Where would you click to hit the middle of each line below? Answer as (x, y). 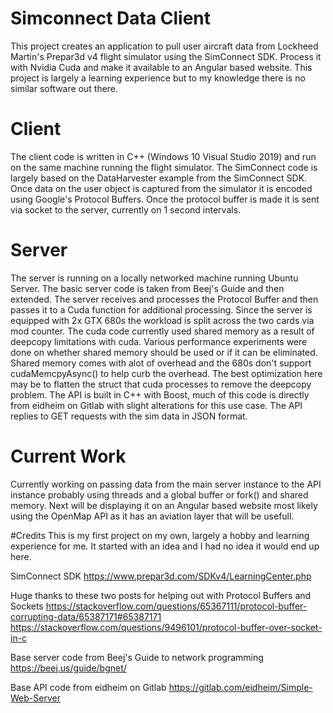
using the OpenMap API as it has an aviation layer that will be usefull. (152, 516)
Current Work (68, 456)
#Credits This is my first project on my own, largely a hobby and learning (160, 535)
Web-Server (35, 698)
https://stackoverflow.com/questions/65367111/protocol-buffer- (176, 606)
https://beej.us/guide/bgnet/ (68, 668)
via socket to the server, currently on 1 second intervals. (126, 209)
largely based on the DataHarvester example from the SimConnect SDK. (159, 178)
